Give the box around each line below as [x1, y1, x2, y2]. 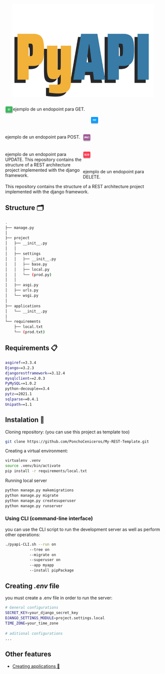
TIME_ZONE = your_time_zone [5, 621, 58, 625]
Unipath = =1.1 [5, 402, 32, 407]
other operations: [5, 531, 41, 537]
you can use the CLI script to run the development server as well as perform [5, 526, 161, 532]
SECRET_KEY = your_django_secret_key [5, 610, 79, 615]
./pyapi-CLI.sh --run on [5, 542, 56, 547]
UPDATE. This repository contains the [5, 156, 82, 162]
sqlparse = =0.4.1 [5, 397, 39, 402]
